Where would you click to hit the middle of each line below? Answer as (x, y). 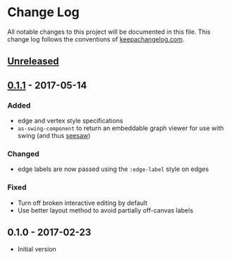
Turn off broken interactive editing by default (82, 203)
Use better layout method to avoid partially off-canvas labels (105, 210)
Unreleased (33, 62)
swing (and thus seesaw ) (54, 136)
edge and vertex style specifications (70, 121)
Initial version (37, 249)
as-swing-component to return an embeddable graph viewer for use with (120, 128)
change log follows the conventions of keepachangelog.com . (96, 39)
